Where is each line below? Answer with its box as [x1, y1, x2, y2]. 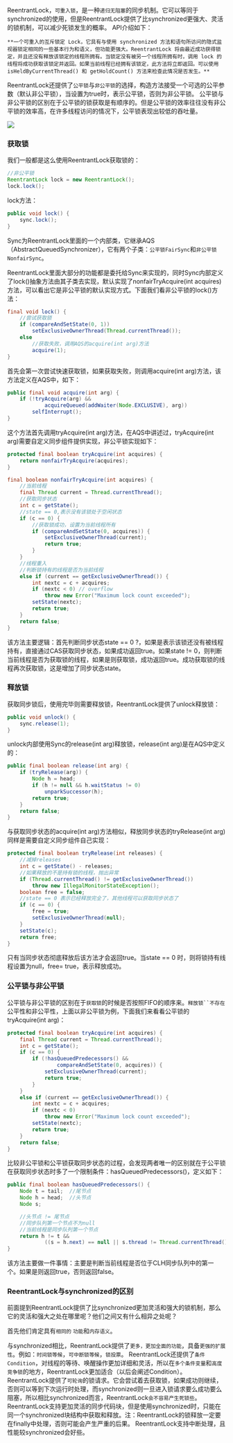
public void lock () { [7, 210, 70, 217]
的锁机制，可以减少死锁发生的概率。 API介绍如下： [7, 24, 153, 31]
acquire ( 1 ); [32, 347, 67, 353]
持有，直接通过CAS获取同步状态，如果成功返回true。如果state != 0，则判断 [7, 647, 223, 655]
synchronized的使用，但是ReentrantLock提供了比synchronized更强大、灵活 [7, 15, 224, 23]
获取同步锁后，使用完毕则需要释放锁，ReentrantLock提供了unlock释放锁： [7, 699, 220, 708]
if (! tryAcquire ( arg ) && [19, 396, 92, 403]
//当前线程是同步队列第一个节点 [19, 1226, 98, 1233]
